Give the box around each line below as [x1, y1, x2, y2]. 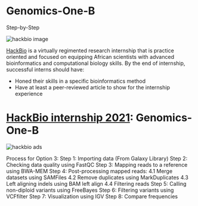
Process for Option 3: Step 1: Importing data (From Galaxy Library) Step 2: [6, 155, 188, 162]
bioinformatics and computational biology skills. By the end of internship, [6, 60, 185, 67]
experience [14, 90, 43, 97]
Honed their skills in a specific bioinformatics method [14, 77, 146, 85]
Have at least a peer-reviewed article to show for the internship [14, 83, 170, 90]
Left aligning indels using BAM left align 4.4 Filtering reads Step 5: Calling [6, 180, 187, 187]
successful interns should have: [6, 65, 85, 73]
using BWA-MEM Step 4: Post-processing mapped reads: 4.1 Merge [6, 167, 173, 174]
